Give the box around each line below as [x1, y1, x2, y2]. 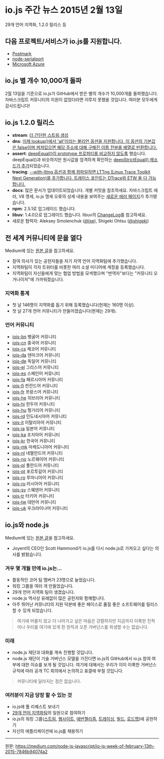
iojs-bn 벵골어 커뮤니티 [12, 334, 57, 340]
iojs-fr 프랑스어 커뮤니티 [12, 389, 59, 394]
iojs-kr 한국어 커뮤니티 [12, 438, 55, 443]
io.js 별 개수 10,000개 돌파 [5, 76, 82, 85]
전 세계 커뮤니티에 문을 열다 [5, 234, 82, 242]
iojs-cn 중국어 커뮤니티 [12, 340, 57, 345]
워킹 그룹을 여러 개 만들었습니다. [12, 583, 74, 588]
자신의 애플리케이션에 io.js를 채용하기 [12, 728, 83, 734]
